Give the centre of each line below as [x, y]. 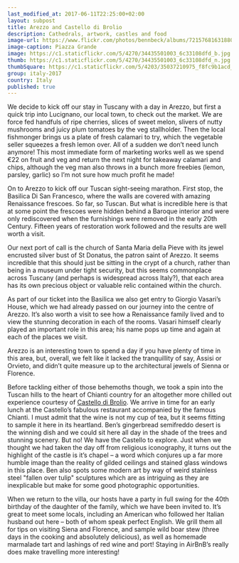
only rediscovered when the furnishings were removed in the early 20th [112, 219]
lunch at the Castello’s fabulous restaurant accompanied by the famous [112, 410]
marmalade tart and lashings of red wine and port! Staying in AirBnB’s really [118, 545]
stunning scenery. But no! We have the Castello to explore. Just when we [115, 440]
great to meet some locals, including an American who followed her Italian [116, 514]
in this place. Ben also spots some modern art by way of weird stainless [112, 471]
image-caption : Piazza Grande [52, 47]
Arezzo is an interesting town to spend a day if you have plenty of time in [114, 351]
